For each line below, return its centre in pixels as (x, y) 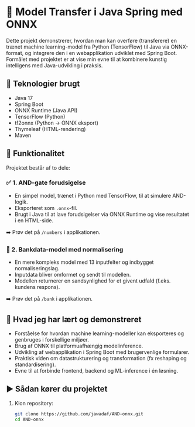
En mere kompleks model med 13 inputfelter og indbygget (84, 262)
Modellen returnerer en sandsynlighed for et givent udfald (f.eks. (93, 281)
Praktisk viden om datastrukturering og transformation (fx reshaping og (101, 358)
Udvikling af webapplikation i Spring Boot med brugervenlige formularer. (102, 352)
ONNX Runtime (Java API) (46, 110)
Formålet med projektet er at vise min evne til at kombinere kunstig (86, 59)
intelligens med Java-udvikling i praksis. (54, 65)
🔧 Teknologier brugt (43, 84)
